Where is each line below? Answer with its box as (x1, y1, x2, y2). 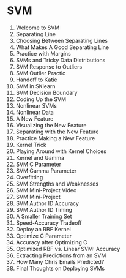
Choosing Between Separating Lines (15, 37, 108, 44)
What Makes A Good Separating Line (15, 43, 109, 51)
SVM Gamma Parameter (15, 167, 77, 175)
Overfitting (15, 173, 43, 181)
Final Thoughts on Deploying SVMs (15, 265, 105, 272)
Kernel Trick (15, 141, 46, 148)
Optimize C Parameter (15, 232, 72, 239)
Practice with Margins (15, 50, 71, 57)
